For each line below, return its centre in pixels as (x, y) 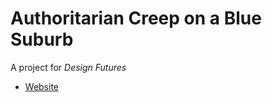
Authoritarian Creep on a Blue (136, 18)
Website (42, 86)
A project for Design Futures (68, 67)
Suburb (42, 39)
